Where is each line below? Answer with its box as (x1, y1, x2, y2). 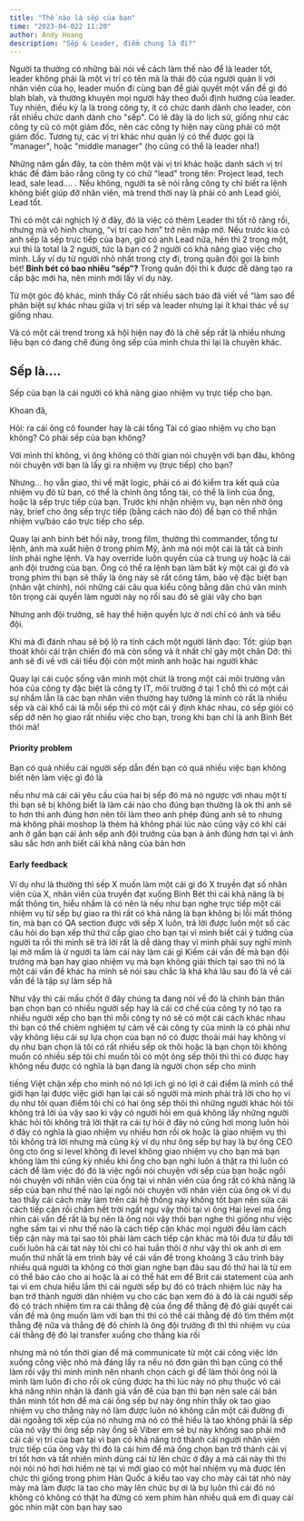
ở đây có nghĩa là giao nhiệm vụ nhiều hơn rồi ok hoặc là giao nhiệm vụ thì (9, 1126, 287, 1137)
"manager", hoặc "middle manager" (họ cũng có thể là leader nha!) (9, 141, 260, 152)
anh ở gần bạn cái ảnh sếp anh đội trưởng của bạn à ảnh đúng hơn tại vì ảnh (9, 828, 294, 839)
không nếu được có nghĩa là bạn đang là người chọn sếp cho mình (9, 1061, 257, 1072)
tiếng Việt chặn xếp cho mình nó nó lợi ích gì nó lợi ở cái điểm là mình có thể (9, 1078, 294, 1089)
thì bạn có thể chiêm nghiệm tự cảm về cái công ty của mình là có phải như (9, 1022, 290, 1033)
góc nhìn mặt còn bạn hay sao (9, 1502, 123, 1513)
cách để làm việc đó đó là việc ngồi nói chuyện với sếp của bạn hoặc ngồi (9, 1166, 286, 1176)
